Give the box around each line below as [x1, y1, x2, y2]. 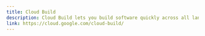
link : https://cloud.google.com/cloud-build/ [6, 20, 124, 26]
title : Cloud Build [6, 9, 56, 15]
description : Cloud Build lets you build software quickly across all [6, 15, 190, 21]
